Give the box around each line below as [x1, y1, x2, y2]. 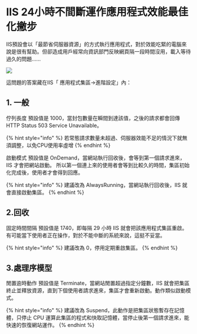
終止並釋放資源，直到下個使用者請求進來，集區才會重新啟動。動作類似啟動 [6, 287, 186, 294]
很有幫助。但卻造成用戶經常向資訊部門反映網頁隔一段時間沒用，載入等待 [16, 48, 191, 55]
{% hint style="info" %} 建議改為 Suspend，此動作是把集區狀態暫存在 [6, 307, 175, 314]
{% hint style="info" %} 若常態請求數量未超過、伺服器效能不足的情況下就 [6, 134, 183, 141]
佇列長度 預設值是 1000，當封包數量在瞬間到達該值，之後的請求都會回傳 [6, 114, 181, 121]
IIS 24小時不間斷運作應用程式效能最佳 [6, 5, 189, 19]
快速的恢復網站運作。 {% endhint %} [6, 322, 95, 329]
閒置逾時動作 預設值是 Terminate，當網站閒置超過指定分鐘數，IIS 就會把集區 [6, 280, 190, 287]
